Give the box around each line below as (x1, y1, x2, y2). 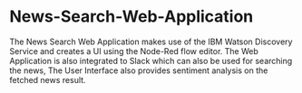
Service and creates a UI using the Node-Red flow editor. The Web (9, 45, 258, 56)
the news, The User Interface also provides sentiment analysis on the (9, 65, 268, 76)
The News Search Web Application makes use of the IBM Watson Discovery (9, 36, 293, 47)
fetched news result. (9, 74, 86, 85)
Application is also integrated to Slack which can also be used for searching (9, 55, 293, 66)
